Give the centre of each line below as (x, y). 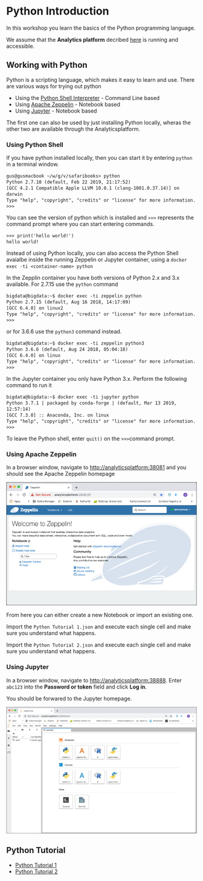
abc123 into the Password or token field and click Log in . (76, 687)
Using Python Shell (35, 145)
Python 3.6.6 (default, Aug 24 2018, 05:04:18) (67, 349)
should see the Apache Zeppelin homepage (61, 474)
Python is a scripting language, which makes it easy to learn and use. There (101, 79)
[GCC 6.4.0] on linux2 (35, 308)
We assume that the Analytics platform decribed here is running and (92, 39)
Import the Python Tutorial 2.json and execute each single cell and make (99, 645)
